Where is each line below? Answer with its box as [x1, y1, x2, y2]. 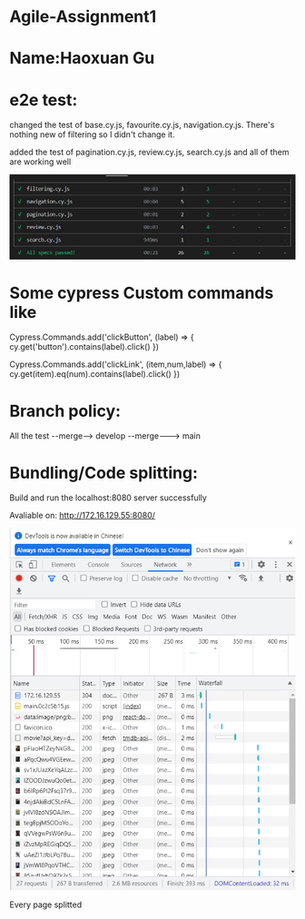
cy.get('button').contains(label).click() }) [9, 341, 160, 352]
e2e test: [9, 89, 78, 110]
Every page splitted [9, 899, 83, 910]
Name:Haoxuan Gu [9, 48, 155, 69]
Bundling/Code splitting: [9, 462, 198, 483]
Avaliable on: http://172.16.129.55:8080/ [9, 510, 156, 521]
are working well [9, 156, 72, 167]
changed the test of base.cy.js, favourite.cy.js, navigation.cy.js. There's [9, 120, 275, 131]
